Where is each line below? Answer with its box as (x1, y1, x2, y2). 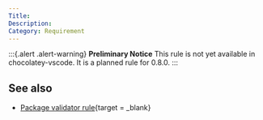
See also (8, 81, 53, 95)
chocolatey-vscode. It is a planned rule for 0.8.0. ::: (8, 58, 178, 67)
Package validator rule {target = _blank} (19, 103, 151, 113)
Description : (8, 19, 53, 28)
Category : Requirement (8, 27, 85, 35)
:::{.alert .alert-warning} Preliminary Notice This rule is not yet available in (8, 49, 256, 59)
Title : (8, 11, 31, 20)
